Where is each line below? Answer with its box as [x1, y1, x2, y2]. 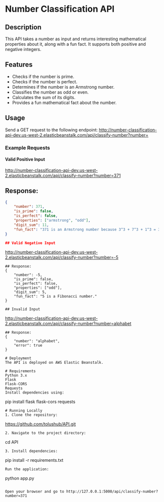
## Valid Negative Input [5, 240, 56, 246]
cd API [5, 439, 19, 445]
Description [5, 23, 41, 31]
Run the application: [5, 467, 49, 472]
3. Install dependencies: [5, 449, 58, 454]
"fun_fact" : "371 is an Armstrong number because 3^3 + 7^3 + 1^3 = [14, 227, 156, 232]
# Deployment [5, 356, 32, 361]
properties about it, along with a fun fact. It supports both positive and [5, 41, 146, 47]
